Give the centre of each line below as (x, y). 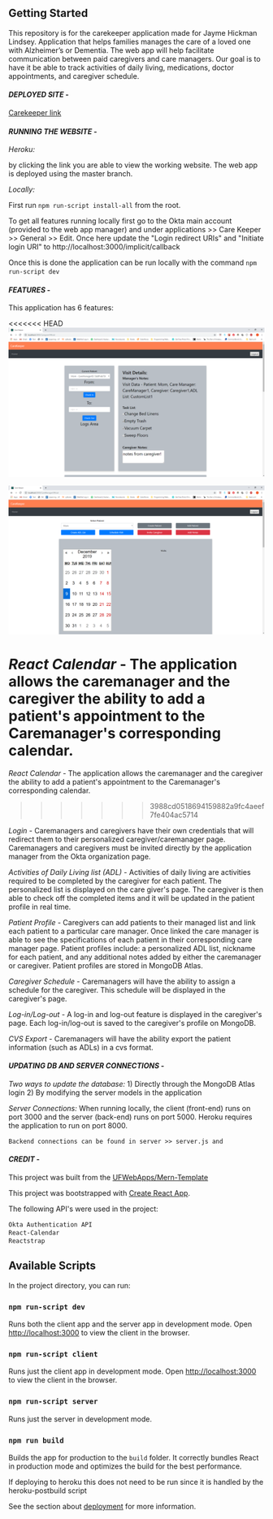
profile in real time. (40, 907)
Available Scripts (52, 1266)
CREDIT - (24, 1159)
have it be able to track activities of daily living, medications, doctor (121, 67)
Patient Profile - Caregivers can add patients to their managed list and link (132, 922)
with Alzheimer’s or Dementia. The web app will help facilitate (111, 50)
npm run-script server (53, 1402)
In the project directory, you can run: (69, 1285)
